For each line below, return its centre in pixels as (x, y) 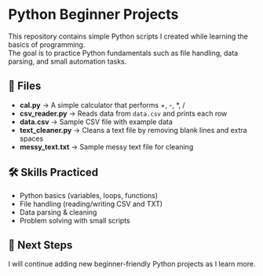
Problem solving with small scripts (75, 220)
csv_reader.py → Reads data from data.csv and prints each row (123, 113)
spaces (31, 138)
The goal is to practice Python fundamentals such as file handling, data (123, 53)
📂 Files (25, 86)
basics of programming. (47, 44)
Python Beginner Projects (93, 15)
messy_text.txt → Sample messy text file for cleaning (106, 146)
